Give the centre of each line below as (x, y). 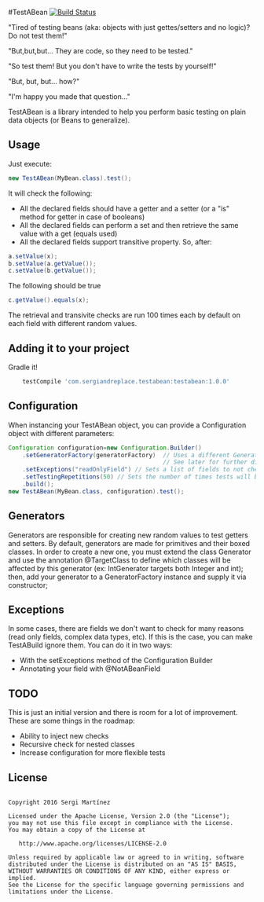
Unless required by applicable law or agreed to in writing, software (126, 858)
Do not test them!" (38, 36)
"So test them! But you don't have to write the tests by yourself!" (112, 66)
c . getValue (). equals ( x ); (49, 300)
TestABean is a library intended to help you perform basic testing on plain (127, 112)
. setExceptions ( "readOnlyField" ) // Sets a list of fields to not (133, 470)
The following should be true (55, 286)
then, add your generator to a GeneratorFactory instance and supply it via (127, 577)
